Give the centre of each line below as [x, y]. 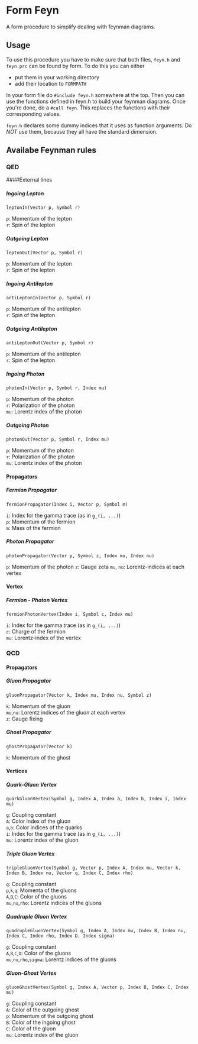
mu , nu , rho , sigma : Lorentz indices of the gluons [61, 959]
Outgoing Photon [27, 425]
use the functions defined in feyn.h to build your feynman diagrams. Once [96, 101]
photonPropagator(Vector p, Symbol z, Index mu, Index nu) [80, 556]
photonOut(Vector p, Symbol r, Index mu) [58, 439]
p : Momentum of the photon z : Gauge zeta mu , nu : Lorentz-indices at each [95, 567]
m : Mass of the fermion [33, 528]
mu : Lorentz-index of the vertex [44, 638]
